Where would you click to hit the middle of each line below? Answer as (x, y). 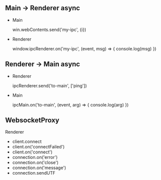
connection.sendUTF (34, 173)
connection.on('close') (35, 163)
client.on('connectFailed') (38, 147)
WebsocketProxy (32, 120)
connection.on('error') (35, 157)
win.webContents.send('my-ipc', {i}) (49, 30)
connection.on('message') (39, 168)
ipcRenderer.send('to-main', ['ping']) (50, 85)
